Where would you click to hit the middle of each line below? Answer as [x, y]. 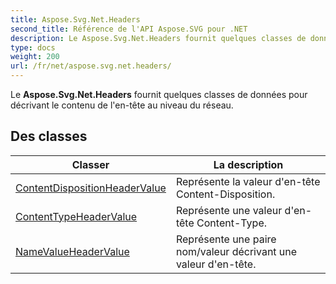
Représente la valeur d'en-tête [248, 181]
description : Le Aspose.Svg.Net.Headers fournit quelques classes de [158, 38]
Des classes [49, 136]
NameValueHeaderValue [72, 251]
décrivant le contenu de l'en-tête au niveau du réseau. [122, 105]
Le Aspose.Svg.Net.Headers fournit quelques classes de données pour [159, 94]
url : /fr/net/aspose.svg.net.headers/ [91, 66]
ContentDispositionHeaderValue [91, 188]
